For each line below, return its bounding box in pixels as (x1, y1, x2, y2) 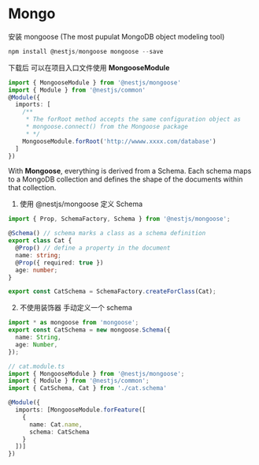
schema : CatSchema (28, 428, 90, 436)
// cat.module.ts (8, 362, 65, 370)
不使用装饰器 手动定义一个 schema (19, 303, 132, 313)
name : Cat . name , (28, 420, 83, 429)
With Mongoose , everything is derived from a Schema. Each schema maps (8, 167, 252, 176)
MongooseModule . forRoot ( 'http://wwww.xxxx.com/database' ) (22, 137, 216, 145)
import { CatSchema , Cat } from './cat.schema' (8, 384, 168, 392)
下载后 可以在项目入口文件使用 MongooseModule (8, 62, 170, 72)
